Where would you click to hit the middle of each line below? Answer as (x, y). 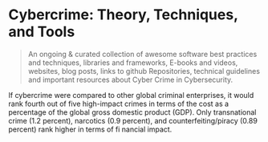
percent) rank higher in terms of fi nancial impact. (90, 129)
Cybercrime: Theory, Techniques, (123, 15)
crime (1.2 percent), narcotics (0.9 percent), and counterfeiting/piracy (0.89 (133, 120)
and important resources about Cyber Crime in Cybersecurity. (130, 79)
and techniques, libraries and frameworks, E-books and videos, (133, 63)
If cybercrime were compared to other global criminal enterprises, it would (131, 95)
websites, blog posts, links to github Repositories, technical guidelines (144, 71)
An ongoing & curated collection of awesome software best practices (142, 54)
